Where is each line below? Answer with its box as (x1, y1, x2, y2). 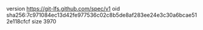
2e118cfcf (6, 18, 31, 25)
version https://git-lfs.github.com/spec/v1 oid (6, 5, 120, 12)
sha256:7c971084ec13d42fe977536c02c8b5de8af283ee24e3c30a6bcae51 (6, 11, 197, 19)
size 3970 (31, 18, 57, 25)
